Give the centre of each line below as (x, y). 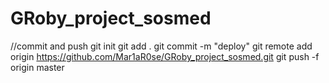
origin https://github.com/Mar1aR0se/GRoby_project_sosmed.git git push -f (165, 56)
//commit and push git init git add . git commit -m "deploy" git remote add (161, 46)
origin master (37, 67)
